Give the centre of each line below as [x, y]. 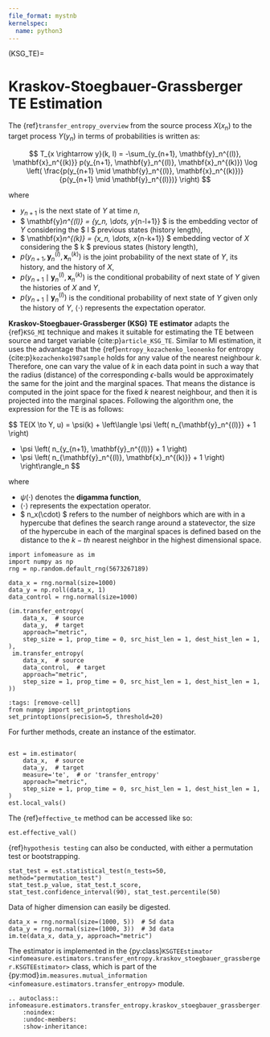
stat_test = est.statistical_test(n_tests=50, [88, 871]
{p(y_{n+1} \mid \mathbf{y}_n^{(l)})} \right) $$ [135, 179]
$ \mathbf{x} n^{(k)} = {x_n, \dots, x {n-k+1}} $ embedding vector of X [134, 238]
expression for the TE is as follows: [66, 409]
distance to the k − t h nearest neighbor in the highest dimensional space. [141, 540]
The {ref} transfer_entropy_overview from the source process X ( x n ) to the [130, 127]
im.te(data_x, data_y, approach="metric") [80, 936]
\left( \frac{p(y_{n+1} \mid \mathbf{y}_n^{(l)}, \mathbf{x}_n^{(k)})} [135, 171]
